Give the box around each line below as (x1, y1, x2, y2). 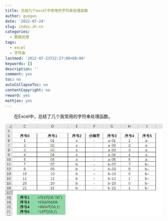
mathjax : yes (5, 98, 32, 103)
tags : (5, 40, 16, 45)
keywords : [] (5, 61, 32, 66)
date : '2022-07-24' (5, 19, 46, 24)
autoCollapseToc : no (5, 82, 48, 87)
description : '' (5, 66, 39, 71)
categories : (5, 29, 30, 35)
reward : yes (5, 93, 30, 98)
